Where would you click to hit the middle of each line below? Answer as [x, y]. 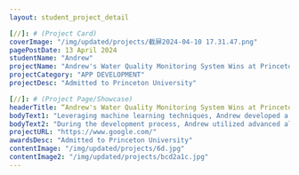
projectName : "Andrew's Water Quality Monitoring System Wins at [133, 67]
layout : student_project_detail [69, 17]
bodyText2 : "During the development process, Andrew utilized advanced [145, 124]
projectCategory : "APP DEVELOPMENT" [77, 75]
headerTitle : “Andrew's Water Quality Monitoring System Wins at [133, 107]
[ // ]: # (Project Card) [53, 33]
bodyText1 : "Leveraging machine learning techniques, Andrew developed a [149, 115]
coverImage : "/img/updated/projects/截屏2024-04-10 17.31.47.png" [133, 42]
